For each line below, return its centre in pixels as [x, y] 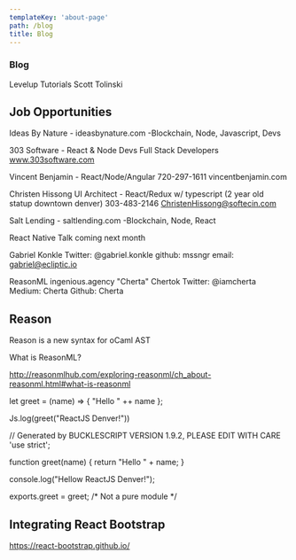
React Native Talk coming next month [78, 238]
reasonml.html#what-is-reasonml [70, 384]
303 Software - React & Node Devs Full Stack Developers [114, 151]
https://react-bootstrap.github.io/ [70, 546]
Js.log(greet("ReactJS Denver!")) [70, 418]
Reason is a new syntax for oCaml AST [80, 340]
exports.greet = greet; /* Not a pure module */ [93, 496]
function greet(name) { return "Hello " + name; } [97, 463]
